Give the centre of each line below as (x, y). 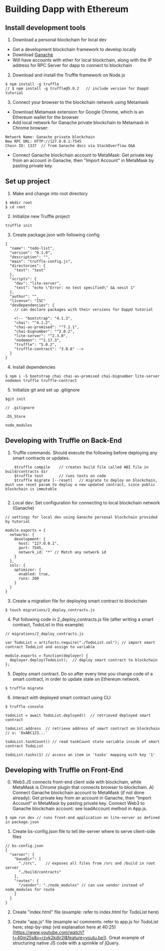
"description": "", (30, 257)
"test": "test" (30, 270)
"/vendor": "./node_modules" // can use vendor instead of (81, 885)
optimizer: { (28, 570)
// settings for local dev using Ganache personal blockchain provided (81, 517)
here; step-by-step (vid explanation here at (57, 927)
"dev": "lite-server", (38, 283)
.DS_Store (15, 416)
